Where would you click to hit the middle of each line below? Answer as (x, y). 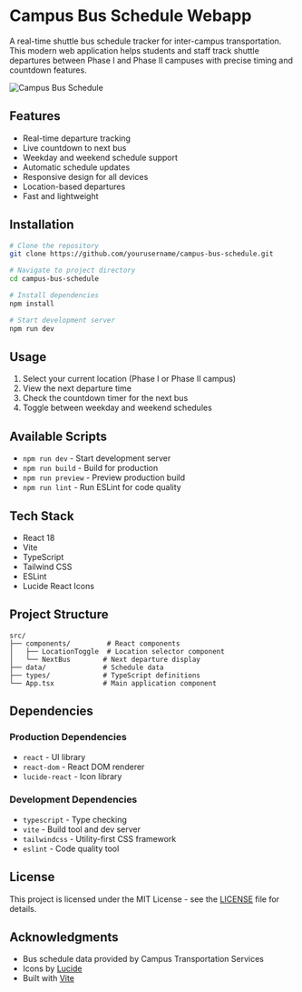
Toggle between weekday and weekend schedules (117, 408)
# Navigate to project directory (73, 271)
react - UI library (54, 757)
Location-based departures (74, 186)
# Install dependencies (54, 296)
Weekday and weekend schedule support (100, 157)
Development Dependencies (73, 799)
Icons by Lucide (52, 968)
